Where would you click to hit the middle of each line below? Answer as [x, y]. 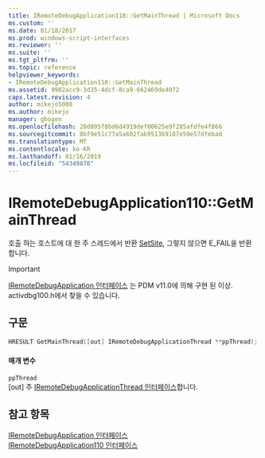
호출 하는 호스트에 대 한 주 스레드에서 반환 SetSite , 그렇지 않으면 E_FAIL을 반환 [130, 243]
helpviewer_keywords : [44, 75]
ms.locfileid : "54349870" [51, 164]
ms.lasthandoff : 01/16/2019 [55, 156]
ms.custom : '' [32, 23]
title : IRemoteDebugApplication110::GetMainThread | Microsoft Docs [124, 16]
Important [24, 269]
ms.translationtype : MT [48, 141]
